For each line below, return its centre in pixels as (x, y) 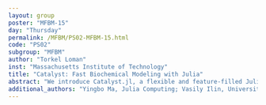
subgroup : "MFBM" (37, 52)
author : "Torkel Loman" (47, 60)
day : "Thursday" (35, 30)
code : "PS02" (30, 45)
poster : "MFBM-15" (38, 23)
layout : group (32, 15)
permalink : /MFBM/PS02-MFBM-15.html (68, 37)
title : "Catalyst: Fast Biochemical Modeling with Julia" (106, 74)
